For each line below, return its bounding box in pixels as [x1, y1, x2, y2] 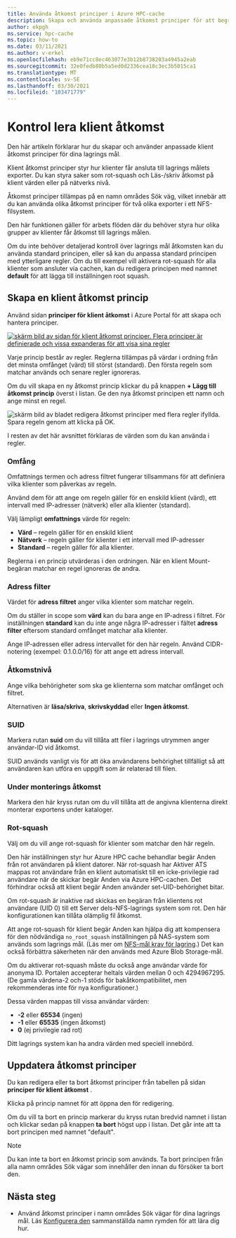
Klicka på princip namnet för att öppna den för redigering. [7, 1099, 174, 1108]
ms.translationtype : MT [7, 69, 77, 76]
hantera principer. [7, 318, 59, 327]
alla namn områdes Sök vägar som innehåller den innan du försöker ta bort [7, 1163, 223, 1171]
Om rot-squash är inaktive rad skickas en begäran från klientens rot [7, 896, 203, 904]
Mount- [188, 557, 211, 565]
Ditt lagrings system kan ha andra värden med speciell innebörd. [7, 1039, 195, 1047]
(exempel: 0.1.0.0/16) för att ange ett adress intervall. [32, 648, 185, 656]
